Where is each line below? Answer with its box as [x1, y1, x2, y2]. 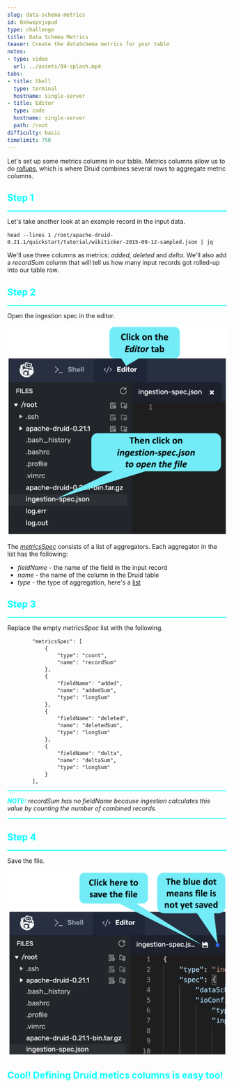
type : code [13, 107, 45, 115]
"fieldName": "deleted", [56, 715, 130, 722]
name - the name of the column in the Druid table [17, 571, 159, 579]
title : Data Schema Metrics [7, 34, 89, 41]
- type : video [7, 56, 49, 63]
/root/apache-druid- [54, 231, 114, 239]
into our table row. [7, 266, 59, 274]
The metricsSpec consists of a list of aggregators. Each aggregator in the [7, 542, 218, 550]
